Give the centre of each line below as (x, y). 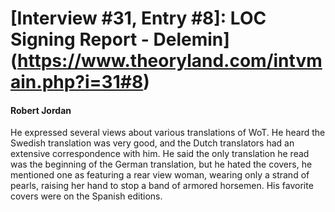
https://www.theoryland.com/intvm (170, 61)
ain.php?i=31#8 (77, 82)
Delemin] (191, 39)
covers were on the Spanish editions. (86, 196)
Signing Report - (80, 39)
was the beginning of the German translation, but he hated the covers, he (161, 164)
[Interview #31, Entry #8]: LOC (138, 18)
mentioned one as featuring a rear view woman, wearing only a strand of (160, 175)
